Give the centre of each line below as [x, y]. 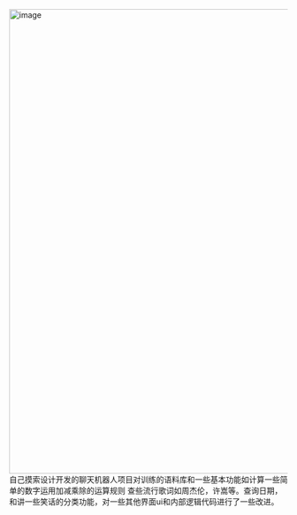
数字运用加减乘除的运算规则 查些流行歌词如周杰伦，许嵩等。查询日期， [153, 491]
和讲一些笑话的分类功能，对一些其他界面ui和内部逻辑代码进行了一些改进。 [144, 502]
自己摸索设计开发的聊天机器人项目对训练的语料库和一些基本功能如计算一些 [145, 480]
